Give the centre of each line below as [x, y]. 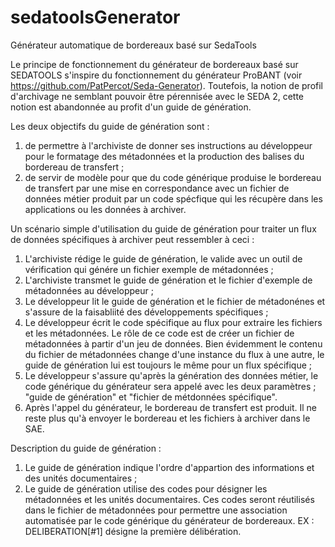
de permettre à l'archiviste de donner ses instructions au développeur [168, 145]
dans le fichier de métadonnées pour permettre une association [156, 510]
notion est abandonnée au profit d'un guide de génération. [131, 107]
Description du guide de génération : [86, 448]
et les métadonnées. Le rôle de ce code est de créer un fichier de [159, 333]
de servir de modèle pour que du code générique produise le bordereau [173, 177]
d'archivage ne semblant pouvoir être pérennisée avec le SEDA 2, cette [157, 96]
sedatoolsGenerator [95, 17]
